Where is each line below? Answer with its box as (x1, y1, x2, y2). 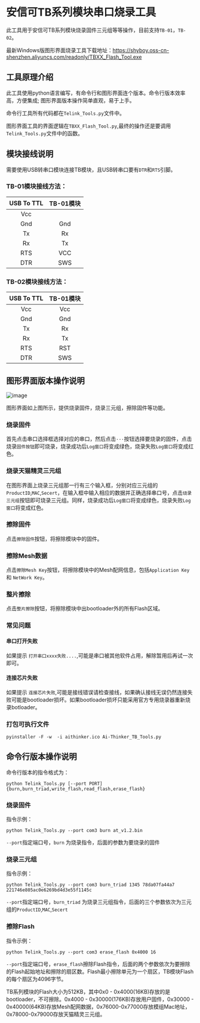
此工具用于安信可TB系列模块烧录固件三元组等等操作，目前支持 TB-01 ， (6, 26, 178, 34)
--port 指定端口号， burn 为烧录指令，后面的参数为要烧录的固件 (6, 839, 160, 846)
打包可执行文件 (6, 720, 50, 728)
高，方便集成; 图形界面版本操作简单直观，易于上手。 (6, 96, 136, 104)
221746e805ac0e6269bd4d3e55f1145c (6, 887, 93, 893)
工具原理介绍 (6, 72, 54, 83)
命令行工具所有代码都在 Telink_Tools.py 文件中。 (6, 109, 125, 117)
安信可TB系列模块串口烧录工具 (6, 5, 156, 19)
